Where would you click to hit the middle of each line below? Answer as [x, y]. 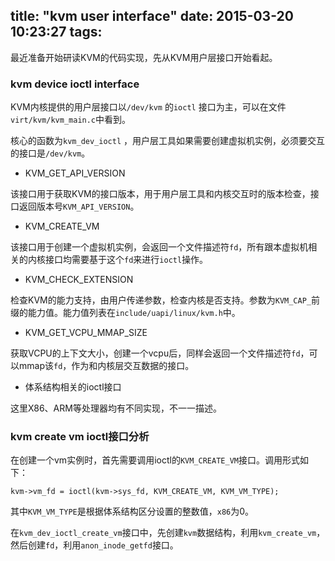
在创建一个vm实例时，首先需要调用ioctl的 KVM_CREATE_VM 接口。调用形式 [155, 460]
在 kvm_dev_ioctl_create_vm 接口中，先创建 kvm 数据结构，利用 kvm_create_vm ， [168, 533]
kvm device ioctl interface [75, 84]
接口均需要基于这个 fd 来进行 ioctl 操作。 [126, 260]
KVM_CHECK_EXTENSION [79, 280]
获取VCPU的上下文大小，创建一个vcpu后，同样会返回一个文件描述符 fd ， [160, 353]
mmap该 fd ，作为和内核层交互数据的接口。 [106, 366]
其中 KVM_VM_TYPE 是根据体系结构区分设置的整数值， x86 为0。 [132, 511]
